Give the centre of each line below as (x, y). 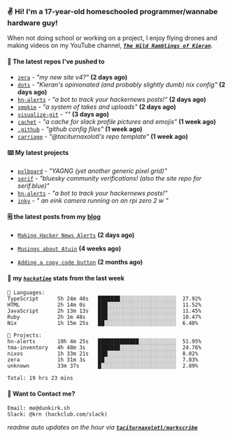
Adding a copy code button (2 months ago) (80, 262)
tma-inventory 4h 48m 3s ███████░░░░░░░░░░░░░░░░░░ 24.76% (104, 348)
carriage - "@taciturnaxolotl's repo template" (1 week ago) (103, 136)
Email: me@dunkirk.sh (39, 408)
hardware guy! (32, 22)
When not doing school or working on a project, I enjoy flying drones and (113, 38)
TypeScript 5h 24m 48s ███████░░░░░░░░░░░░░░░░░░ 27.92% (104, 299)
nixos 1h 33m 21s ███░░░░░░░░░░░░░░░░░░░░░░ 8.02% (103, 354)
